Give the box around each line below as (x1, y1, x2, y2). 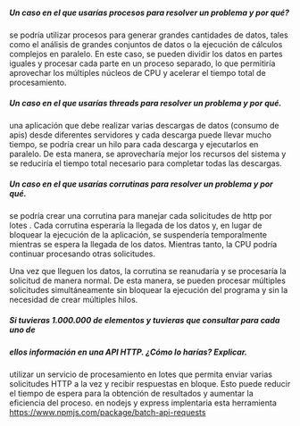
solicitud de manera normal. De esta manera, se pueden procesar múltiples (9, 275, 286, 286)
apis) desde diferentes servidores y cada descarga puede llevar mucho (9, 129, 272, 140)
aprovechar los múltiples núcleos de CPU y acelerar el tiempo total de (9, 67, 266, 78)
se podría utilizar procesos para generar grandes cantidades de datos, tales (9, 29, 288, 40)
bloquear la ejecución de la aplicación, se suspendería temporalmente (9, 229, 268, 240)
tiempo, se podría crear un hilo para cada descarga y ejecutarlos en (9, 138, 259, 149)
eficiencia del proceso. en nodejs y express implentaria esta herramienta (9, 397, 277, 408)
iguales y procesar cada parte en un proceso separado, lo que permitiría (9, 58, 276, 69)
